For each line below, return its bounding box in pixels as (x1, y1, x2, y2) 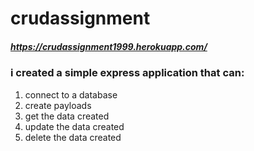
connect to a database (24, 88, 118, 101)
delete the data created (24, 131, 122, 143)
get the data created (24, 110, 110, 122)
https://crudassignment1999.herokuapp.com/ (10, 40, 208, 52)
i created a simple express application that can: (10, 66, 245, 80)
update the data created (24, 120, 125, 132)
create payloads (24, 99, 92, 111)
